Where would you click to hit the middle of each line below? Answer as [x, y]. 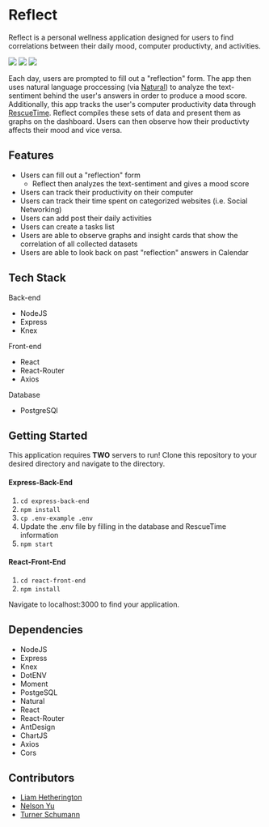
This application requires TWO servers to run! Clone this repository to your [132, 455]
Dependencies [46, 630]
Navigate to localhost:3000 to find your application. [94, 604]
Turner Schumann [50, 815]
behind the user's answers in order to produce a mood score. [145, 96]
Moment [34, 684]
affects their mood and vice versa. [65, 130]
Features [31, 156]
